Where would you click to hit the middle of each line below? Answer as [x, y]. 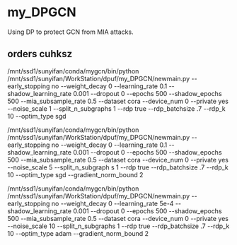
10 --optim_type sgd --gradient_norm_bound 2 [75, 174]
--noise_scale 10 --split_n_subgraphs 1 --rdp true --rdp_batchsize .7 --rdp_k [118, 226]
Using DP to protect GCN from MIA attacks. [70, 32]
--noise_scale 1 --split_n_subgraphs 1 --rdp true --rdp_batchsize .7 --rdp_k [117, 108]
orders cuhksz [40, 54]
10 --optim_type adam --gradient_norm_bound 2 [78, 233]
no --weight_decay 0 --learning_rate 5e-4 [112, 203]
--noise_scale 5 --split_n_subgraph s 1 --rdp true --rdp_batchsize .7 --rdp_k [118, 167]
